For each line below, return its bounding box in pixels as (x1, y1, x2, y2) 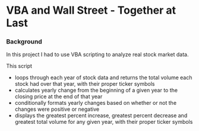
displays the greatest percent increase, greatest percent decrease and (14, 112, 188, 119)
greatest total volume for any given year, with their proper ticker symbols (14, 118, 193, 126)
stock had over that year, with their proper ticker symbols (14, 80, 155, 88)
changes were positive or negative (14, 105, 100, 113)
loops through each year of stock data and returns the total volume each (14, 74, 192, 81)
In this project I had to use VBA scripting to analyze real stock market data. (6, 51, 189, 58)
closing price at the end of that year (14, 93, 103, 100)
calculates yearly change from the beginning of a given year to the (14, 87, 178, 94)
